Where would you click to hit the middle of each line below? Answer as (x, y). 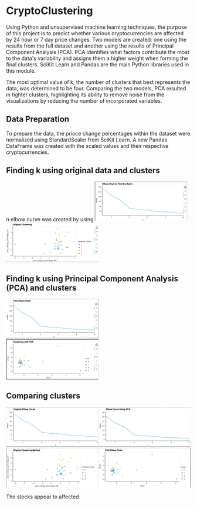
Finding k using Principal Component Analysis (92, 279)
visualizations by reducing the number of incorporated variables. (84, 100)
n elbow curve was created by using (50, 219)
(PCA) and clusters (41, 288)
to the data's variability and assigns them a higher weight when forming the (97, 58)
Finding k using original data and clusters (83, 171)
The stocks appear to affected (43, 497)
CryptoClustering (50, 11)
